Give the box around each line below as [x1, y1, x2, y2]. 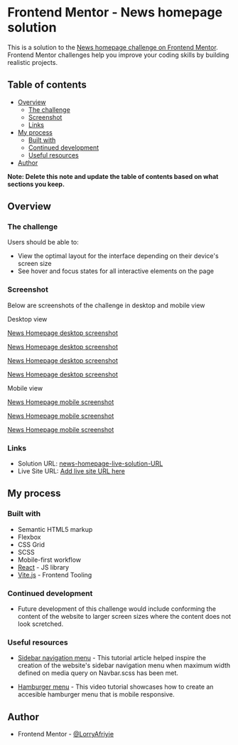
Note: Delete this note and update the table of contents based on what [7, 172, 219, 180]
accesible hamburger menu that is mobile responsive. [17, 690, 175, 699]
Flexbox [17, 533, 41, 541]
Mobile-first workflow [17, 555, 82, 564]
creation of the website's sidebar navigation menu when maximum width [17, 661, 231, 670]
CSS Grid [17, 540, 45, 549]
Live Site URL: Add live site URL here [17, 467, 126, 476]
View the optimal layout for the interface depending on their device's [17, 252, 219, 260]
